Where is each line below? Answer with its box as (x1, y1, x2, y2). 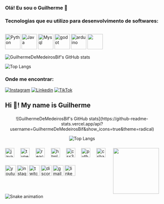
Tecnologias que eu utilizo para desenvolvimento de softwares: (5, 17, 159, 24)
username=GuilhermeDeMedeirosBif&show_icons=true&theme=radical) (9, 126, 155, 132)
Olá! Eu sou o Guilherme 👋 (5, 4, 68, 11)
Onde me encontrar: (5, 76, 54, 82)
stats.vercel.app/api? (61, 121, 103, 126)
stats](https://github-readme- (88, 116, 149, 122)
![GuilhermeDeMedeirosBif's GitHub (15, 116, 88, 122)
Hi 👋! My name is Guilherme (5, 101, 91, 109)
